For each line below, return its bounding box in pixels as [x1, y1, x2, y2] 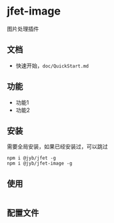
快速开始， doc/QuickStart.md [15, 62, 89, 69]
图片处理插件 [7, 25, 39, 32]
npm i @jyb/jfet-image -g [7, 160, 72, 166]
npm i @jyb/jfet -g [7, 155, 56, 162]
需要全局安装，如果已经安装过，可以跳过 [7, 143, 108, 150]
